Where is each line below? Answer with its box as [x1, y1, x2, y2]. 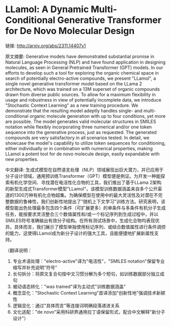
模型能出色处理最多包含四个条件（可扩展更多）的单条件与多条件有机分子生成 [5, 205, 166, 211]
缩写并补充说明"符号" [12, 264, 58, 270]
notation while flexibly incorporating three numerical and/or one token [5, 123, 152, 130]
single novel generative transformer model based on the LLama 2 [5, 80, 142, 87]
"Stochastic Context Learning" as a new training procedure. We [5, 102, 138, 108]
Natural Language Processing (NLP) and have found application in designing [5, 59, 166, 65]
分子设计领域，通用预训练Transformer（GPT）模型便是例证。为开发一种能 [5, 173, 161, 179]
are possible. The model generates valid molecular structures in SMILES [5, 118, 156, 124]
